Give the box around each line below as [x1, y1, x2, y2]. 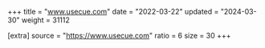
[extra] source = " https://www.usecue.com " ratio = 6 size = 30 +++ [7, 31, 231, 40]
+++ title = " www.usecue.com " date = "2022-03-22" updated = [7, 7, 219, 16]
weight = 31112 [21, 15, 70, 25]
